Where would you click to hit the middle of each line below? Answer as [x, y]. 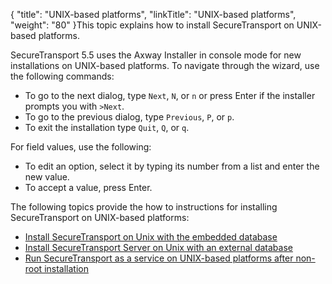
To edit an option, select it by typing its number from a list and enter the [172, 166]
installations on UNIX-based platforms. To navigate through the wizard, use [165, 65]
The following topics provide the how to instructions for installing [144, 207]
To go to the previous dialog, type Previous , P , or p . [129, 117]
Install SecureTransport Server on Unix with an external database [158, 247]
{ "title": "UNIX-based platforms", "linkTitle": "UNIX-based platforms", [153, 14]
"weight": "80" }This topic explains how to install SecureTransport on [152, 25]
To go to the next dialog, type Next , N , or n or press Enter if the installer [170, 95]
